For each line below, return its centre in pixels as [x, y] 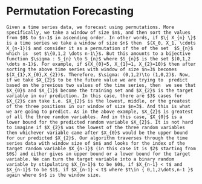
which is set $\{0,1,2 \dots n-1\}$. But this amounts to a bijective [98, 53]
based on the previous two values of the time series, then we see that [101, 85]
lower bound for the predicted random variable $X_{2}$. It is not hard [100, 122]
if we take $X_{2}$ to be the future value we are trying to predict [97, 80]
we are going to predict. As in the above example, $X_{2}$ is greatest [100, 112]
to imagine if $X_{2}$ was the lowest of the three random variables [96, 127]
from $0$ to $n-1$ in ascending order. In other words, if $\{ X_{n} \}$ [101, 37]
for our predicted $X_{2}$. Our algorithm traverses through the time [97, 138]
